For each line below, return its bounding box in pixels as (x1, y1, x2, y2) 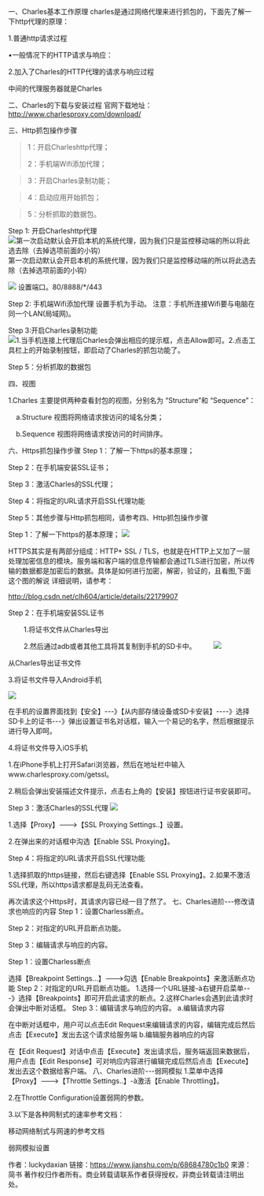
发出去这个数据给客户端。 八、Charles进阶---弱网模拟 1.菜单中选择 (8, 1067, 224, 1075)
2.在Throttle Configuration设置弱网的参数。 (8, 1093, 148, 1102)
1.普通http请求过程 (8, 34, 68, 43)
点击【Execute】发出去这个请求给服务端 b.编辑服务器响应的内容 (8, 1030, 214, 1039)
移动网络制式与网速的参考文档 (8, 1127, 104, 1135)
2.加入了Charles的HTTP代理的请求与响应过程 (8, 67, 155, 76)
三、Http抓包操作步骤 (8, 125, 78, 135)
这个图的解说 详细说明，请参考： (8, 576, 114, 585)
